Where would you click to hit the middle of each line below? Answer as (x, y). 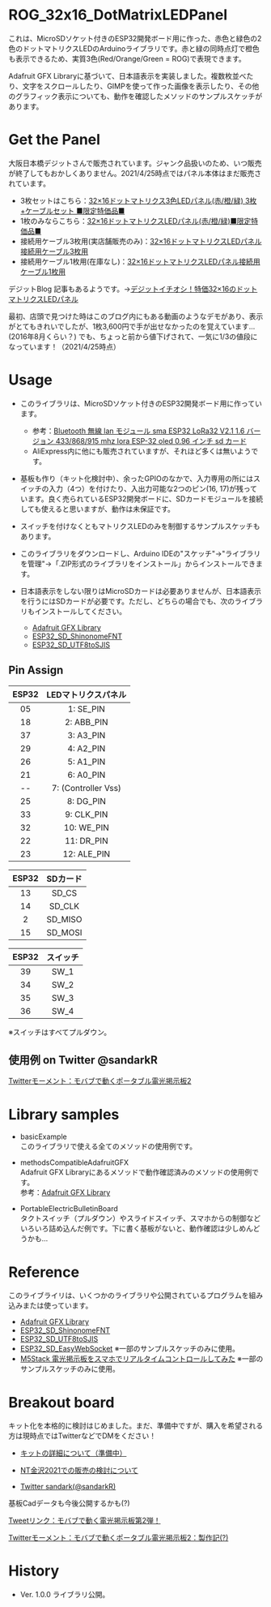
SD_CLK (64, 906)
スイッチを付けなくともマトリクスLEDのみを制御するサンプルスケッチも (140, 526)
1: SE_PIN (86, 709)
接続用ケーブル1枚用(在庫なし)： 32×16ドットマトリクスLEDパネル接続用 (140, 261)
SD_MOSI (64, 932)
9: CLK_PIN (86, 814)
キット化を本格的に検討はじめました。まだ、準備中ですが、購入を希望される (136, 1426)
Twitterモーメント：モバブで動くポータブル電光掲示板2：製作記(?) (119, 1538)
